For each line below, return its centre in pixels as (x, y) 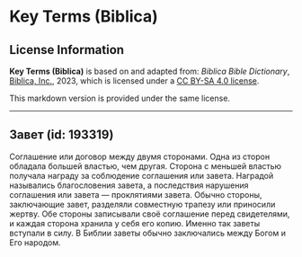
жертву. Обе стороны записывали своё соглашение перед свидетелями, (150, 214)
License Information (67, 50)
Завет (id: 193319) (62, 135)
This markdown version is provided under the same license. (120, 98)
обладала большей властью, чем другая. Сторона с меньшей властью (145, 166)
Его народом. (35, 242)
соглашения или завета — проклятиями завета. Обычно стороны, (136, 194)
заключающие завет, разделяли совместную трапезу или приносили (142, 204)
